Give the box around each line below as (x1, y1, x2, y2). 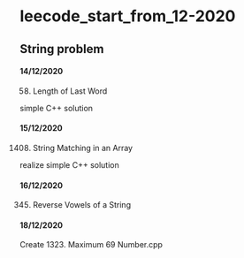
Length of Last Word (32, 86, 108, 96)
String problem (19, 42, 104, 57)
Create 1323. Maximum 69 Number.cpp (19, 239, 164, 250)
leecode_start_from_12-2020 (19, 6, 236, 27)
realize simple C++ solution (19, 159, 119, 170)
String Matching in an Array (32, 142, 133, 153)
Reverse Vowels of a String (32, 200, 132, 210)
